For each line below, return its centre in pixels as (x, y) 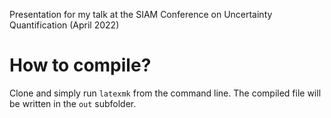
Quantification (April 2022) (64, 25)
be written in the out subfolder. (73, 103)
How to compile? (80, 65)
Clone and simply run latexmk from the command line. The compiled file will (165, 93)
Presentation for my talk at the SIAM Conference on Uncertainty (141, 14)
